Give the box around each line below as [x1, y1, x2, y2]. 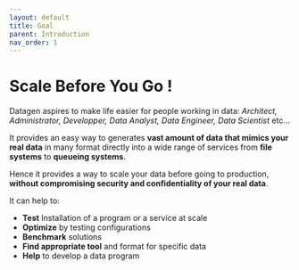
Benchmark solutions [21, 232, 103, 242]
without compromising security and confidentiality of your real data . [9, 178, 269, 189]
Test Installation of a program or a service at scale [21, 213, 208, 224]
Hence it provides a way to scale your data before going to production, [9, 168, 270, 179]
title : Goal [9, 21, 54, 30]
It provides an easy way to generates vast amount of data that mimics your [9, 133, 289, 143]
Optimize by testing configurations [21, 222, 152, 233]
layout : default [9, 12, 70, 22]
